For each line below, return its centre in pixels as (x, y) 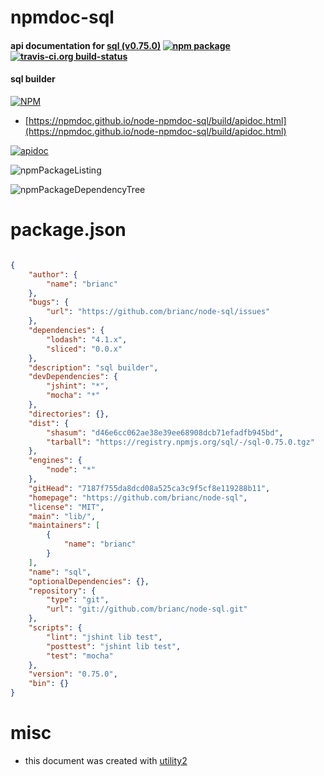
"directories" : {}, (69, 414)
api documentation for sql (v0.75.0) (86, 45)
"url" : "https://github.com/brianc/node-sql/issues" (158, 312)
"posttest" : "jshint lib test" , (114, 646)
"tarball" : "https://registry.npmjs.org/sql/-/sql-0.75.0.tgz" (180, 442)
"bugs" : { (49, 302)
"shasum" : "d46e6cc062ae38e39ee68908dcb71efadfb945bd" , (165, 432)
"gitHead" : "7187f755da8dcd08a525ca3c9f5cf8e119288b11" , (149, 488)
